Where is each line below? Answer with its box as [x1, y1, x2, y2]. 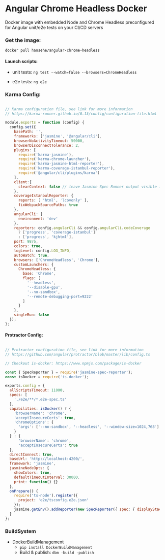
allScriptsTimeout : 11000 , [9, 388, 65, 393]
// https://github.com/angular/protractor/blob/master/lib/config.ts [5, 352, 151, 357]
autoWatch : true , [14, 253, 50, 258]
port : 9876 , [14, 239, 38, 244]
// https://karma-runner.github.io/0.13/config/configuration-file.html [5, 111, 157, 116]
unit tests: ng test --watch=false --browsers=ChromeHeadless [12, 69, 137, 75]
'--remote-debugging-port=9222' [27, 294, 93, 299]
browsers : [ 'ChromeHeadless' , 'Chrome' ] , [14, 257, 100, 263]
